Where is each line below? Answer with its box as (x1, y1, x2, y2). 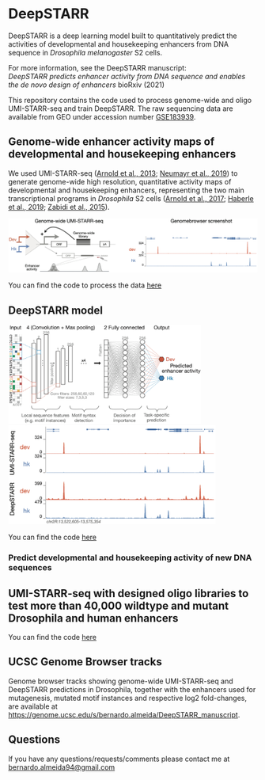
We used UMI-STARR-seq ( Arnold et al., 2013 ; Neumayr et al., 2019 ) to (8, 168, 238, 178)
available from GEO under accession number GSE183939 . (8, 112, 196, 121)
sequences (8, 562, 52, 573)
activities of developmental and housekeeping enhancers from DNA (8, 39, 229, 48)
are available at (8, 702, 58, 711)
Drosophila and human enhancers (8, 611, 179, 625)
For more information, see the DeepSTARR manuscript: (8, 63, 187, 72)
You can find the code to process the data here (8, 280, 162, 290)
